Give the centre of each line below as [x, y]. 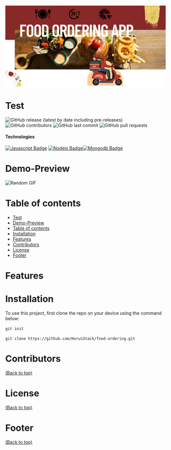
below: [12, 319]
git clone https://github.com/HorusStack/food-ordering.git [70, 339]
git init [15, 329]
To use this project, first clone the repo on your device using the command [83, 313]
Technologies [20, 137]
